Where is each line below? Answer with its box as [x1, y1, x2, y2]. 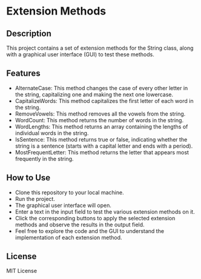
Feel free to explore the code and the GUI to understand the [15, 227, 165, 234]
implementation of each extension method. [15, 234, 122, 241]
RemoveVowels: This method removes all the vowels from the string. [15, 110, 186, 117]
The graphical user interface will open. [15, 202, 112, 209]
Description [6, 28, 51, 39]
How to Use [6, 172, 51, 183]
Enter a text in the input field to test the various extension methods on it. [15, 208, 195, 215]
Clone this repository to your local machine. [15, 189, 124, 196]
